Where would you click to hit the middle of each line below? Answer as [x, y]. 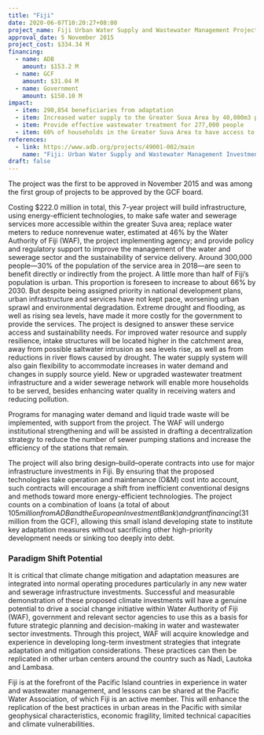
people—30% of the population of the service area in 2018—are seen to [125, 266]
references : [27, 139]
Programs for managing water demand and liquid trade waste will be [119, 415]
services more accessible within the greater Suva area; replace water [121, 224]
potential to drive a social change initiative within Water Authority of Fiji [123, 609]
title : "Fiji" [31, 15]
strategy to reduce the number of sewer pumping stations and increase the [130, 440]
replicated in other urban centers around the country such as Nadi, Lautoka [130, 659]
